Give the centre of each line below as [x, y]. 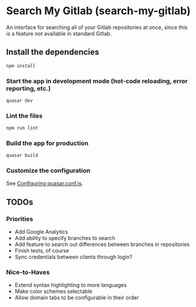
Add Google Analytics [41, 232]
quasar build [22, 156]
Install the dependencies [53, 52]
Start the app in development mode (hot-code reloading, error [97, 81]
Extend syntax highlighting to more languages [71, 285]
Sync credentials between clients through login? [73, 257]
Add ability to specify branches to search [65, 238]
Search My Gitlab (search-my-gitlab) [99, 11]
